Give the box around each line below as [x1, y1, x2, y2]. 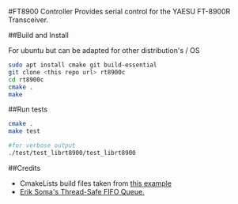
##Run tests [8, 104, 48, 114]
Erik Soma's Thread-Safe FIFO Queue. [19, 187, 145, 196]
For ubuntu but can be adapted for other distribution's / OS [8, 46, 200, 55]
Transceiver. [8, 15, 49, 25]
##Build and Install [8, 31, 69, 40]
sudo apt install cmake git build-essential [8, 61, 157, 69]
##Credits [8, 163, 41, 172]
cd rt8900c [8, 75, 44, 84]
